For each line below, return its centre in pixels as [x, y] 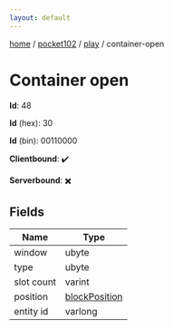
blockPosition [94, 297]
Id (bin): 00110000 [43, 140]
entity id [31, 312]
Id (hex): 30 [31, 122]
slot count [35, 282]
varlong [81, 312]
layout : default [40, 18]
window [31, 253]
